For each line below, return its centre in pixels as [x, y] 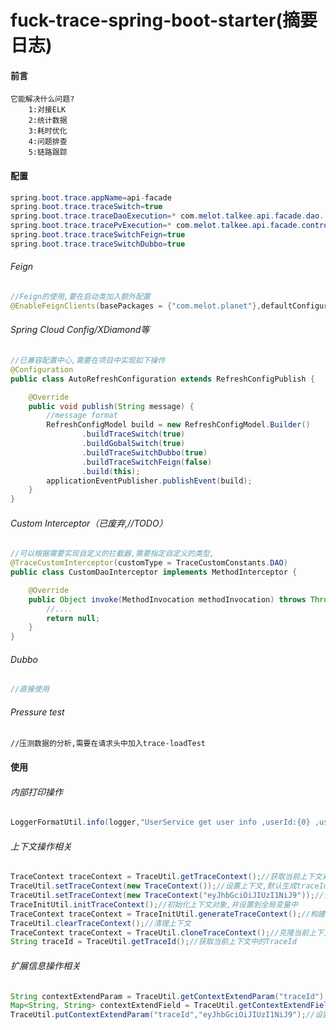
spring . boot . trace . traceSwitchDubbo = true [98, 244]
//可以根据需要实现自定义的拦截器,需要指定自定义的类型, [112, 554]
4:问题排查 [48, 142]
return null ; [73, 618]
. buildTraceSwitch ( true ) [133, 434]
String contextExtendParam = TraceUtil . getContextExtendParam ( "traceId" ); [169, 996]
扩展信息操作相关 [45, 965]
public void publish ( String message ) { [111, 406]
